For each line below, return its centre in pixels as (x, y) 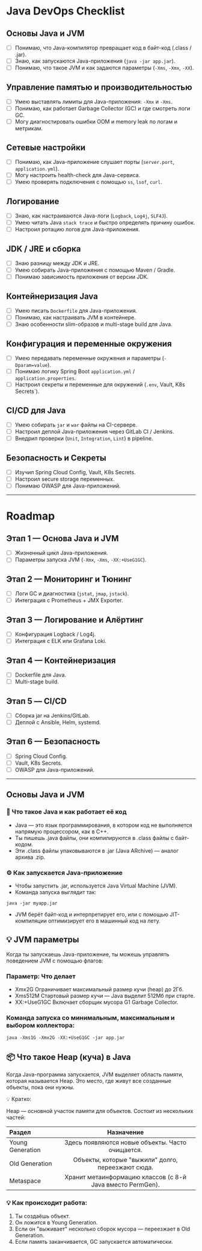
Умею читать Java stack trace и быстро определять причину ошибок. (105, 223)
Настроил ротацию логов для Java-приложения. (77, 230)
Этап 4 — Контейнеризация (61, 660)
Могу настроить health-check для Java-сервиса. (77, 175)
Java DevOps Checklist (66, 11)
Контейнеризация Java (52, 296)
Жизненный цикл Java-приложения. (61, 553)
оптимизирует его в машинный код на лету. (104, 921)
